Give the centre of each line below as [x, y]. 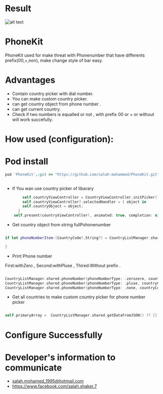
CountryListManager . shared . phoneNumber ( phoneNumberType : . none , [71, 288]
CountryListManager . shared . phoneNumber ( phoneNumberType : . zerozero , [76, 278]
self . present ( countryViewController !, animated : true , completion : [83, 216]
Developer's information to [60, 357]
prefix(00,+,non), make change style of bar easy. [54, 60]
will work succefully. [33, 119]
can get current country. [36, 109]
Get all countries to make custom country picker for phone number [79, 297]
